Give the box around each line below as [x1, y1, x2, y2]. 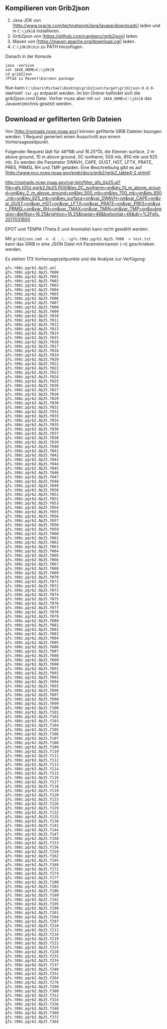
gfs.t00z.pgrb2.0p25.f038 [5, 435, 59, 440]
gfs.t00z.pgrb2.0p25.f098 [5, 696, 59, 701]
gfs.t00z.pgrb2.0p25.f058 [5, 522, 59, 527]
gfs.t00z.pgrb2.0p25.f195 [5, 901, 59, 907]
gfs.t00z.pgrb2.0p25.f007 [5, 300, 59, 305]
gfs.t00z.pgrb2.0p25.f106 [5, 731, 59, 736]
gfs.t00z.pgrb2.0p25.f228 [5, 949, 59, 954]
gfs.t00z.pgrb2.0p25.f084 [5, 636, 59, 641]
